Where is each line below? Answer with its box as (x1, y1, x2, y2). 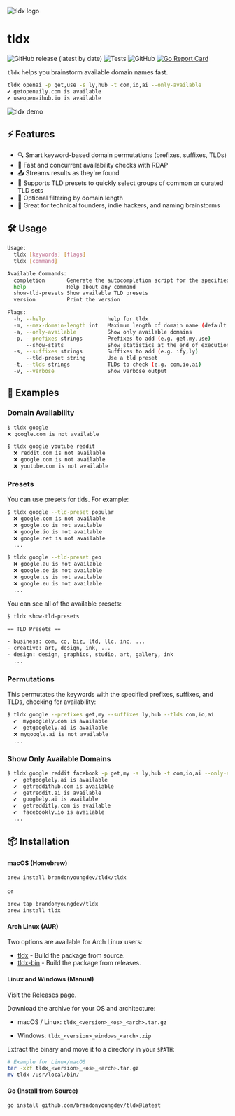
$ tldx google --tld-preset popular (7, 509, 114, 516)
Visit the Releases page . (7, 991, 77, 999)
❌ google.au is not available (13, 561, 103, 568)
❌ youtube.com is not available (13, 463, 108, 470)
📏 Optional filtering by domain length (17, 193, 124, 203)
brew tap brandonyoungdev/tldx (7, 901, 99, 908)
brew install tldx (7, 907, 61, 914)
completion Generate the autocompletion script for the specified (13, 277, 230, 284)
